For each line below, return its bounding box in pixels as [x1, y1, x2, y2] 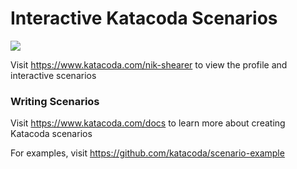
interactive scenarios [10, 69, 97, 81]
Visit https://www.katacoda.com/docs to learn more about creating [10, 117, 286, 129]
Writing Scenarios [10, 94, 100, 108]
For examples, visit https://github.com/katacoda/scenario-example [10, 147, 285, 159]
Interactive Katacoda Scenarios [10, 7, 278, 30]
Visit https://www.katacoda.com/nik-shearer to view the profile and [10, 58, 288, 71]
